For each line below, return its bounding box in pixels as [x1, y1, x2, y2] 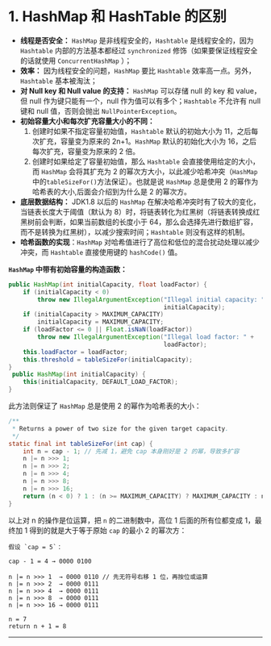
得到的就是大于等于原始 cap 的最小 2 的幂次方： [29, 525, 187, 535]
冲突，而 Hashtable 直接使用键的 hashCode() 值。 [19, 247, 182, 256]
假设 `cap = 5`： [8, 543, 63, 551]
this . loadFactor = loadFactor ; [23, 348, 128, 356]
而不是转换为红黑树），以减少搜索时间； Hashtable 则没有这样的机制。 [19, 227, 250, 236]
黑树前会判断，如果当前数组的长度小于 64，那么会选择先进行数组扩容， [19, 217, 258, 227]
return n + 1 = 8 [8, 622, 67, 630]
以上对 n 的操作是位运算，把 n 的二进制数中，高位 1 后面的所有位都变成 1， [8, 515, 256, 525]
